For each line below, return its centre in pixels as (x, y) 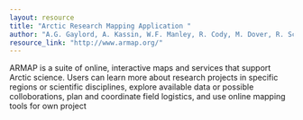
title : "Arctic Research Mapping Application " (101, 26)
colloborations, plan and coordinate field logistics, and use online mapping (147, 97)
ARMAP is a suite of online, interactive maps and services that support (140, 68)
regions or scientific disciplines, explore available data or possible (132, 87)
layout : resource (42, 17)
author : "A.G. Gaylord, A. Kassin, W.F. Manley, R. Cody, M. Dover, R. (147, 34)
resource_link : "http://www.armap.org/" (87, 43)
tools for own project (48, 106)
